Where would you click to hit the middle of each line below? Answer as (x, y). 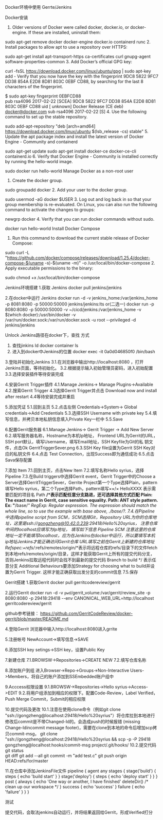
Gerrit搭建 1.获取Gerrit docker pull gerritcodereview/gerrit (63, 582)
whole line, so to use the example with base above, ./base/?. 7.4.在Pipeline (80, 511)
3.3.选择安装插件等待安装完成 (35, 374)
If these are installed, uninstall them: (65, 32)
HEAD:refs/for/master (27, 761)
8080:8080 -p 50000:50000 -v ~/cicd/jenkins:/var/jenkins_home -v (73, 309)
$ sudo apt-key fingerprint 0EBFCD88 (43, 96)
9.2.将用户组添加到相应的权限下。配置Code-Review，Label (78, 693)
